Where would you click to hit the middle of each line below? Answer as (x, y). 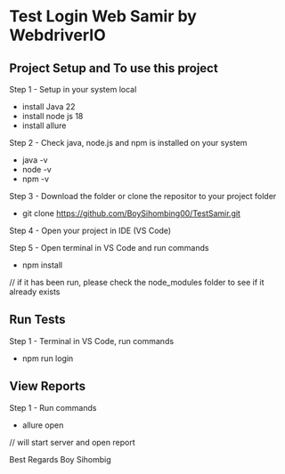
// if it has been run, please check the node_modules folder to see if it (137, 282)
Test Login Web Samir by (103, 16)
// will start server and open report (72, 442)
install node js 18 (53, 116)
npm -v (36, 179)
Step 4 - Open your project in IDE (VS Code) (90, 230)
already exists (35, 292)
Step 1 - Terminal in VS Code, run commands (92, 341)
